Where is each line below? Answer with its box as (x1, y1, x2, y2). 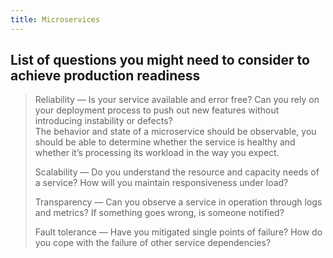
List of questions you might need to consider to (10, 52, 310, 69)
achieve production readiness (10, 67, 201, 85)
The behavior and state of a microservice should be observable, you (34, 126, 317, 138)
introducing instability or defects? (34, 115, 173, 127)
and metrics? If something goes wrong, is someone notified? (34, 207, 285, 219)
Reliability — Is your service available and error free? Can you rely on (34, 94, 320, 106)
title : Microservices (10, 14, 101, 25)
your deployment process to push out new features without (34, 104, 280, 116)
